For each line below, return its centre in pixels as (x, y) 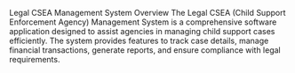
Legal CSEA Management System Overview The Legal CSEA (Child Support (147, 13)
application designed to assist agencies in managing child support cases (142, 31)
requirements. (35, 59)
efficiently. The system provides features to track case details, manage (139, 40)
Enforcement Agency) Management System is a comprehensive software (143, 22)
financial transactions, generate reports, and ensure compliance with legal (145, 50)
